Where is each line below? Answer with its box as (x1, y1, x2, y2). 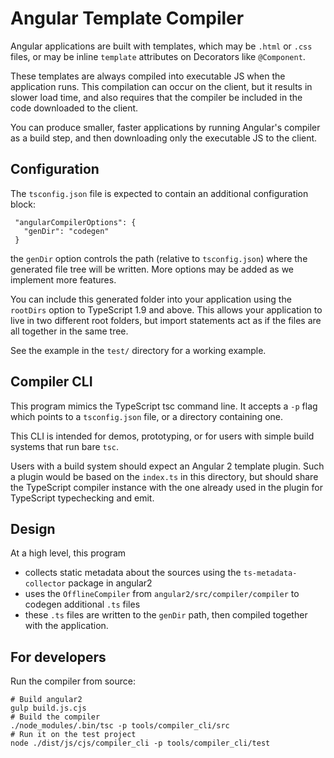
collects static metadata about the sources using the (24, 567, 242, 579)
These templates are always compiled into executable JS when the (10, 70, 286, 82)
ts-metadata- (243, 568, 298, 579)
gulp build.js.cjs (10, 703, 87, 714)
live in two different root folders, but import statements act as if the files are (10, 314, 322, 326)
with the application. (24, 620, 109, 632)
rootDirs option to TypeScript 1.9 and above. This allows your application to (10, 303, 323, 316)
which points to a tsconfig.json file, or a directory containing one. (10, 410, 284, 422)
